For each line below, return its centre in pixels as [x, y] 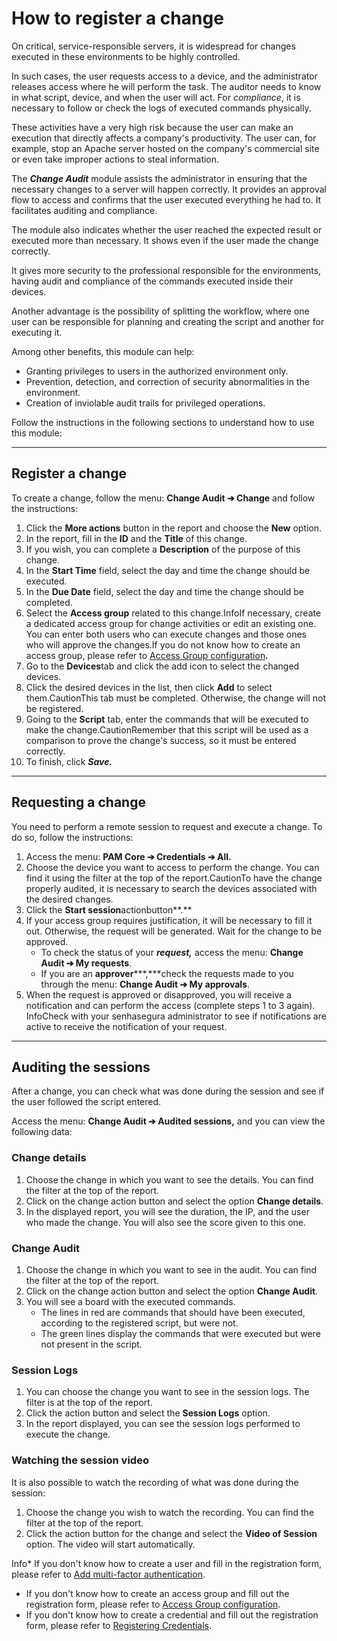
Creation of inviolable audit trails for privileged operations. [145, 403]
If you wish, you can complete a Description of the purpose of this [163, 549]
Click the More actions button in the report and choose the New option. [174, 528]
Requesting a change [78, 802]
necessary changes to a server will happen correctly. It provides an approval [169, 189]
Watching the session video [80, 1460]
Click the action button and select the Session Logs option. [148, 1413]
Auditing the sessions [81, 1067]
